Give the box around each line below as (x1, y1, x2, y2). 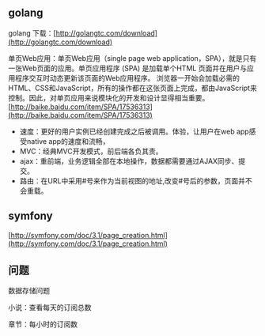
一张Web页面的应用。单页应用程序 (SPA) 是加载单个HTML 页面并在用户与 (8, 63, 248, 73)
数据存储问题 (8, 286, 50, 296)
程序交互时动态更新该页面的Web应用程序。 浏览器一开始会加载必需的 (14, 73, 240, 82)
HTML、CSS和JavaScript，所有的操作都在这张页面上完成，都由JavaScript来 (8, 83, 257, 92)
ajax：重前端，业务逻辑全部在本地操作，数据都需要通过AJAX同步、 (19, 156, 239, 165)
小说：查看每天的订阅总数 (8, 303, 92, 312)
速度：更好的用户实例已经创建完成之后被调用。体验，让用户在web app (19, 126, 249, 136)
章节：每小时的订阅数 (8, 319, 78, 329)
